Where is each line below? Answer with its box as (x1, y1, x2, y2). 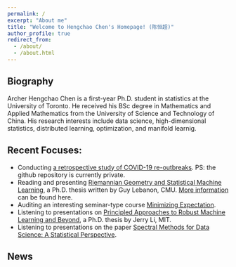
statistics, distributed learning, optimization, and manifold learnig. (7, 124, 197, 132)
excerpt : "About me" (7, 17, 68, 24)
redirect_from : (7, 37, 52, 44)
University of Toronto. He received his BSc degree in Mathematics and (7, 101, 211, 110)
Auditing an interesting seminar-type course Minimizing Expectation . (17, 200, 216, 209)
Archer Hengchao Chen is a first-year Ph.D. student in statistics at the (7, 94, 209, 103)
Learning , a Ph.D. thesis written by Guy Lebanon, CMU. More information (17, 185, 229, 194)
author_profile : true (7, 30, 71, 37)
